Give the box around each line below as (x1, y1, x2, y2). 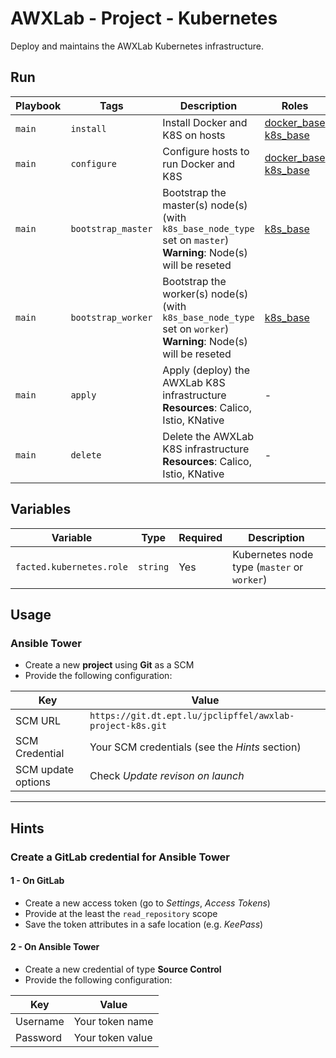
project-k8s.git (89, 720, 167, 732)
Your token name (73, 1014, 154, 1028)
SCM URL (15, 714, 61, 728)
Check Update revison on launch (89, 769, 245, 783)
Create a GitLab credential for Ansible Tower (10, 850, 230, 864)
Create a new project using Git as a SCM (24, 659, 195, 671)
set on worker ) (162, 322, 230, 336)
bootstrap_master (70, 223, 153, 234)
